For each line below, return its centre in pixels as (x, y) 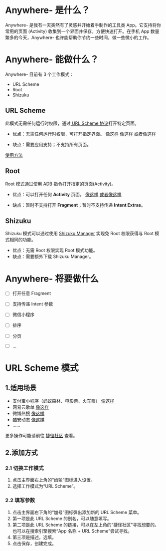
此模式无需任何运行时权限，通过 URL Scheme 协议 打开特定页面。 (72, 123)
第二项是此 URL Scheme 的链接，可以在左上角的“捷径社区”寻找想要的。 (86, 525)
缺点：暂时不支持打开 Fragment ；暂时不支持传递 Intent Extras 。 (79, 205)
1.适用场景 (21, 388)
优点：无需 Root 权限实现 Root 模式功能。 (55, 251)
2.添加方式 (22, 453)
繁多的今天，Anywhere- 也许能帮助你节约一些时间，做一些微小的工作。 (79, 37)
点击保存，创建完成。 (34, 543)
